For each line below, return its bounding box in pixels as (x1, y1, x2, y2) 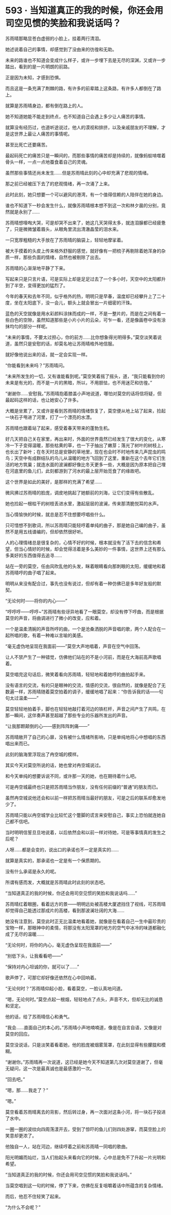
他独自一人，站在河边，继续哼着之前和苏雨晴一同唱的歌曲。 (5, 1143, 130, 1149)
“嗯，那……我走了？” (5, 1087, 48, 1093)
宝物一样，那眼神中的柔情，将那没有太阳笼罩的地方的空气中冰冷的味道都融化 (5, 924, 166, 930)
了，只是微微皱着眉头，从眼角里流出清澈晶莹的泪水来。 (5, 226, 121, 232)
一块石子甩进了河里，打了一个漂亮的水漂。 (5, 414, 95, 420)
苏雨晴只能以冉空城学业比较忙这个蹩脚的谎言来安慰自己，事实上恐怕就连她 (5, 812, 161, 818)
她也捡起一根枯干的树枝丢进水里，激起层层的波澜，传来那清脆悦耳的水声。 (5, 500, 161, 507)
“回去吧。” (5, 1076, 25, 1082)
